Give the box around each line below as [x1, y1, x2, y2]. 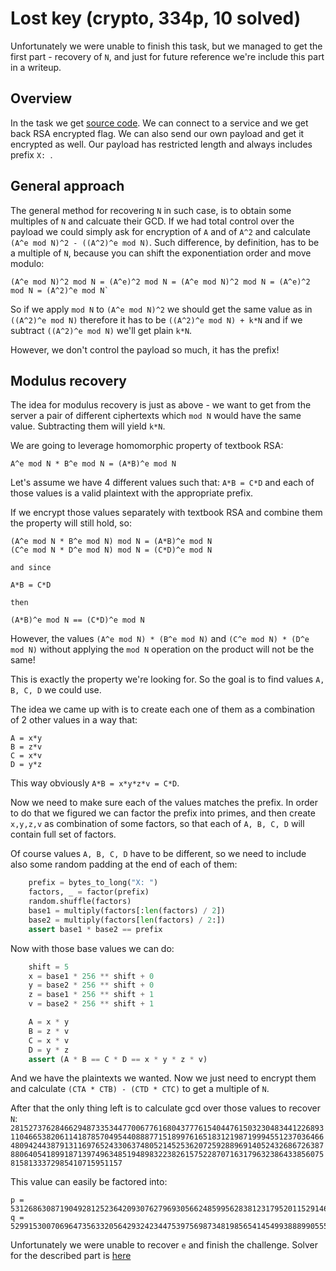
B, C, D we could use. [10, 684, 102, 696]
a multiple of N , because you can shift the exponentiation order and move [10, 247, 312, 259]
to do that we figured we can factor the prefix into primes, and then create [10, 807, 316, 819]
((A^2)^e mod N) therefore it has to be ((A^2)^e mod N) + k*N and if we [10, 313, 303, 326]
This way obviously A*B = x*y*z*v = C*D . [10, 777, 180, 789]
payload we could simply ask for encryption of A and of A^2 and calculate [10, 225, 311, 237]
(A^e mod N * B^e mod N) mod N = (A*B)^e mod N [10, 537, 213, 547]
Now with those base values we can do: [10, 942, 175, 954]
